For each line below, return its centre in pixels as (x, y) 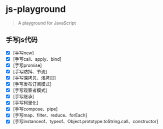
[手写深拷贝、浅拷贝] (34, 78)
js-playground (36, 9)
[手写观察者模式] (30, 90)
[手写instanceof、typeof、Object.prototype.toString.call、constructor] (85, 122)
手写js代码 (22, 40)
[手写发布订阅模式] (32, 84)
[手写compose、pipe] (35, 109)
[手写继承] (23, 97)
